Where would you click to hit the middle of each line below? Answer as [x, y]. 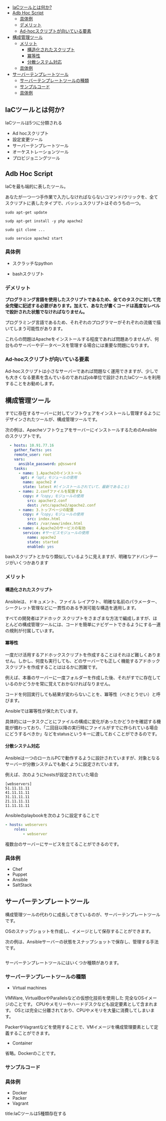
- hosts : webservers [26, 824]
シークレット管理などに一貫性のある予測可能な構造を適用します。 [72, 607]
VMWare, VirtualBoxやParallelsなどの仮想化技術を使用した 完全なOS [75, 998]
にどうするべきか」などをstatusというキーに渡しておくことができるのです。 [82, 733]
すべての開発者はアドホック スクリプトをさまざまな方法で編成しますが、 [79, 618]
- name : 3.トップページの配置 [46, 510]
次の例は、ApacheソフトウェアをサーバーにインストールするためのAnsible [81, 430]
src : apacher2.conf [47, 501]
